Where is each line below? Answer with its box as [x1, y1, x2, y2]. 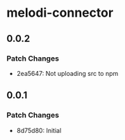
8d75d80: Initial [16, 126, 62, 134]
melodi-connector [6, 5, 114, 21]
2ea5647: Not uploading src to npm [16, 69, 119, 77]
